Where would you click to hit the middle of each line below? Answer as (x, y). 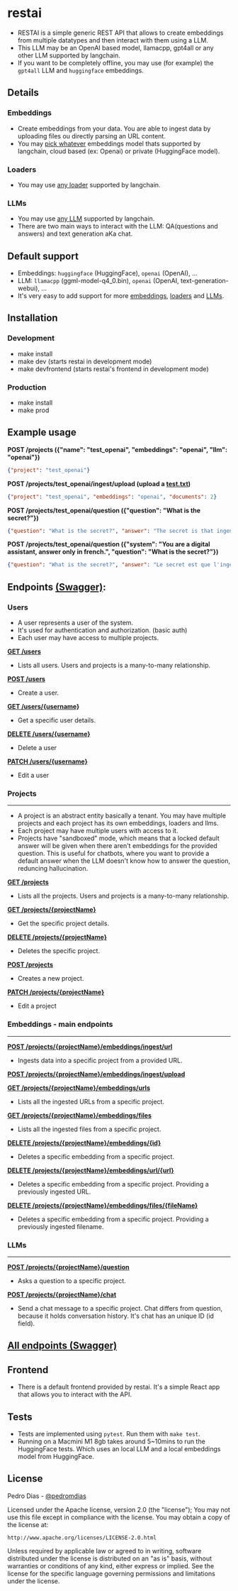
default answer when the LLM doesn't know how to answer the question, (124, 861)
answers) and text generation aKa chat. (75, 234)
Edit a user (33, 776)
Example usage (42, 433)
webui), (29, 288)
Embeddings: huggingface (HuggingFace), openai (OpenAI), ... (108, 273)
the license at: (28, 1524)
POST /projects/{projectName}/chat (62, 1294)
